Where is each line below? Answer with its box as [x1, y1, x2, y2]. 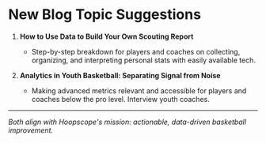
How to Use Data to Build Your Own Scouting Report [19, 32, 194, 41]
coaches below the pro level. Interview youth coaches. [31, 94, 210, 103]
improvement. [8, 125, 54, 135]
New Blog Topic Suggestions [8, 6, 202, 24]
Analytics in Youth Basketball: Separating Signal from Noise [19, 70, 221, 80]
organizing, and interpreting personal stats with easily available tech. [31, 55, 256, 65]
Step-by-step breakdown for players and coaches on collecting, [31, 47, 241, 56]
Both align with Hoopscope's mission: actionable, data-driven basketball [8, 117, 247, 126]
